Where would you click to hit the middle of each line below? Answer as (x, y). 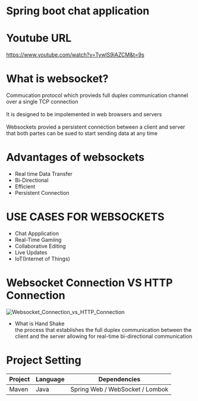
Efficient (25, 186)
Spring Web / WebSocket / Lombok (120, 389)
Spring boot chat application (78, 11)
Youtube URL (39, 38)
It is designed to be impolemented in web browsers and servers (84, 114)
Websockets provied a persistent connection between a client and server (96, 127)
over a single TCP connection (42, 102)
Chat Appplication (37, 233)
